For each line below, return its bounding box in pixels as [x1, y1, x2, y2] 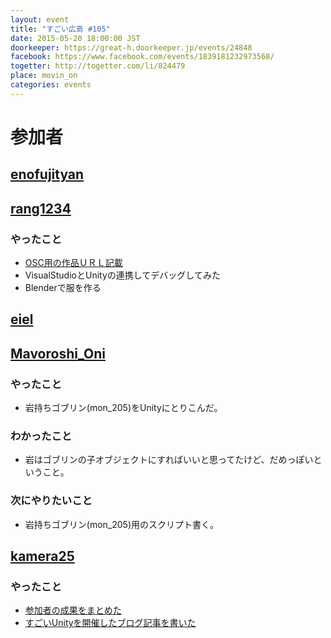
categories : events [10, 80, 92, 90]
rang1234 [10, 200, 72, 217]
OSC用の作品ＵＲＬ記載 [24, 257, 123, 269]
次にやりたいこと [10, 494, 93, 508]
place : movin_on [10, 71, 78, 81]
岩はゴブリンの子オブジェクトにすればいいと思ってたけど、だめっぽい [24, 454, 314, 466]
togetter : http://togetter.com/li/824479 [10, 61, 186, 71]
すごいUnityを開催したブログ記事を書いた [24, 617, 197, 629]
